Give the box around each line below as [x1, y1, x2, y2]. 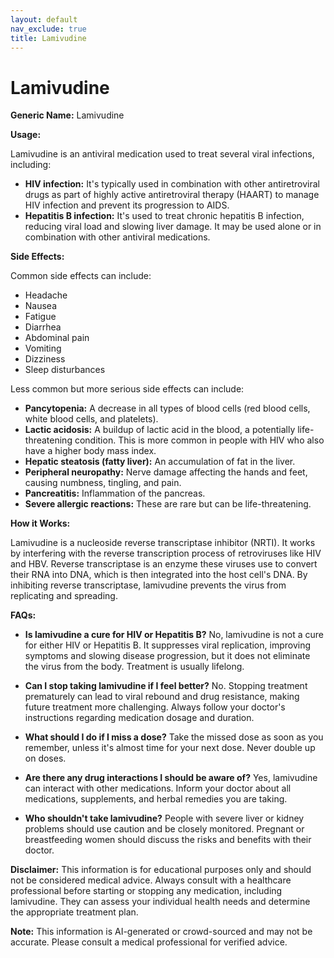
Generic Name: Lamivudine [10, 109, 125, 121]
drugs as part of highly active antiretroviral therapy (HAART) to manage [24, 189, 320, 201]
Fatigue [24, 311, 57, 323]
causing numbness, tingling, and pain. [24, 477, 182, 489]
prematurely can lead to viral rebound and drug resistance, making [24, 691, 300, 703]
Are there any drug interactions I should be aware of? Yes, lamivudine [24, 772, 318, 784]
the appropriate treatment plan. [10, 906, 139, 918]
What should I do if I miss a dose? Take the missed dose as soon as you [24, 731, 324, 743]
